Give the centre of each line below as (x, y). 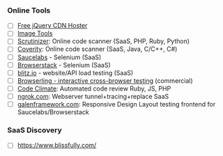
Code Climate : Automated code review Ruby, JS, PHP (94, 88)
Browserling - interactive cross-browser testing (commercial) (105, 80)
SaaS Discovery (35, 130)
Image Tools (35, 33)
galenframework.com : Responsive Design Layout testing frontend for (116, 104)
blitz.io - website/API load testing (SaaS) (75, 72)
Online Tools (29, 10)
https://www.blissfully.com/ (57, 146)
